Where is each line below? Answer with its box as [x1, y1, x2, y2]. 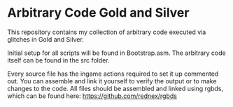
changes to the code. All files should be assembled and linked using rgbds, [7, 84, 224, 92]
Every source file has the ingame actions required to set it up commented [7, 69, 219, 78]
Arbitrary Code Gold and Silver [7, 5, 190, 21]
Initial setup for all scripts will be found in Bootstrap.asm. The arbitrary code [7, 49, 226, 57]
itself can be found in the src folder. [7, 56, 110, 64]
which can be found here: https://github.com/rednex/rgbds [7, 92, 177, 100]
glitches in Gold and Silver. [7, 35, 84, 43]
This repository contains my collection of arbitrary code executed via [7, 28, 206, 36]
